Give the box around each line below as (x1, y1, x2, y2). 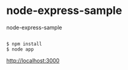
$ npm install (6, 41, 43, 47)
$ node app (6, 46, 34, 52)
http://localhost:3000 (6, 57, 60, 64)
